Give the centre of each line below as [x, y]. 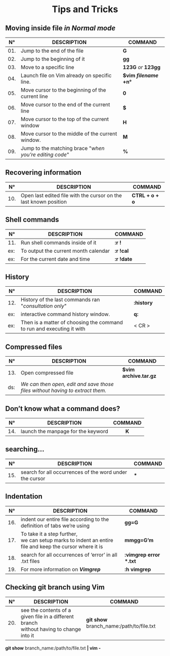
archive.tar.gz [139, 376]
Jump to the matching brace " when [63, 148]
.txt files [30, 561]
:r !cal [122, 251]
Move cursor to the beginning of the [63, 90]
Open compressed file [47, 373]
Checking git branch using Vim [55, 587]
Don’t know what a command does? [63, 409]
